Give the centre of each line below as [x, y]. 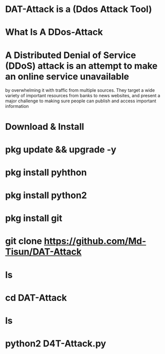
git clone [24, 241]
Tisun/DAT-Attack [43, 252]
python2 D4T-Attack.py [56, 344]
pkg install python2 [46, 195]
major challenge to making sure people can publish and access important [81, 101]
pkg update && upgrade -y [61, 149]
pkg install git [34, 218]
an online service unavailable [67, 76]
